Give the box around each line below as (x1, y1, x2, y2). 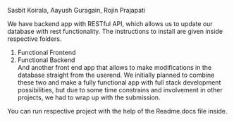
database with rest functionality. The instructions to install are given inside (7, 28, 223, 35)
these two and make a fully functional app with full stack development (17, 78, 221, 87)
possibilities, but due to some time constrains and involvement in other (17, 86, 223, 94)
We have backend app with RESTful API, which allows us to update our (7, 20, 213, 28)
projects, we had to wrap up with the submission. (17, 93, 161, 102)
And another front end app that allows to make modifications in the (17, 63, 212, 71)
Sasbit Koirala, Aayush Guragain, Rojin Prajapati (7, 6, 146, 14)
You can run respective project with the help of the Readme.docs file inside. (7, 107, 228, 115)
